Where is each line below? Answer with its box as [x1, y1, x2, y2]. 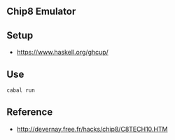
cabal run [6, 87, 36, 94]
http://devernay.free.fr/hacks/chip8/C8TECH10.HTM [16, 125, 168, 133]
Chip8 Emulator [6, 6, 76, 17]
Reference [6, 106, 53, 118]
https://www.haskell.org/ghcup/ [16, 48, 109, 57]
